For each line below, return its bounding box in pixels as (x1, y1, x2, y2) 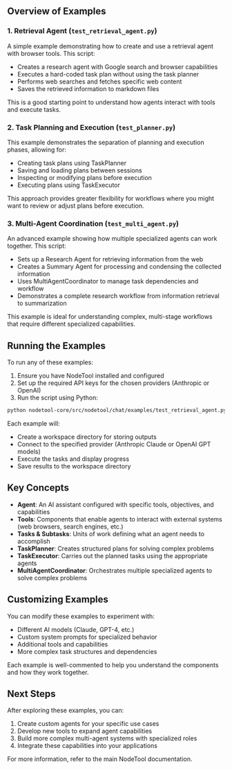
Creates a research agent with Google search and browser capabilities (17, 62, 218, 71)
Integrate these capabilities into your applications (17, 742, 157, 750)
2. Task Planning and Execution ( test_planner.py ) (7, 122, 176, 132)
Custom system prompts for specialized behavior (17, 633, 157, 641)
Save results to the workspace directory (17, 462, 131, 470)
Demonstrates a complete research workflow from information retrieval (17, 292, 220, 300)
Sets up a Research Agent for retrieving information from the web (17, 255, 204, 264)
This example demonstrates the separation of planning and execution (7, 138, 205, 146)
